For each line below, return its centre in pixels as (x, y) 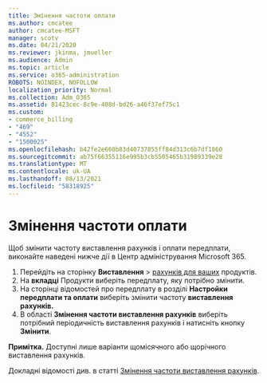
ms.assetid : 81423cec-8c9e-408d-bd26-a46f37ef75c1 (94, 105)
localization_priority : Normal (60, 90)
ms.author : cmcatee (41, 23)
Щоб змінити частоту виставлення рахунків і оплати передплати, (120, 247)
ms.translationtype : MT (48, 164)
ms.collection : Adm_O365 (49, 97)
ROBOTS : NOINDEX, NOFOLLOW (53, 82)
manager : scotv (33, 38)
